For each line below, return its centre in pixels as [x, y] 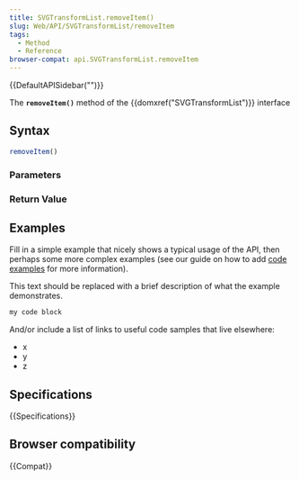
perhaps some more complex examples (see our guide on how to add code [148, 259]
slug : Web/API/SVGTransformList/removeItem [92, 26]
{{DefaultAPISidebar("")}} [57, 85]
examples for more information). [69, 269]
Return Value [38, 199]
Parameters [35, 175]
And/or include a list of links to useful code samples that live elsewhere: [142, 330]
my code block [36, 312]
